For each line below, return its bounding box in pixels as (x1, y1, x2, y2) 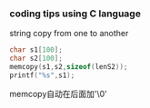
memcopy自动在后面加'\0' (9, 88, 107, 99)
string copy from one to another (9, 28, 129, 39)
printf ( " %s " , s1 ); (9, 71, 75, 80)
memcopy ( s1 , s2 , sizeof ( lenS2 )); (9, 63, 128, 72)
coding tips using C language (9, 7, 141, 20)
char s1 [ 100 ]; (9, 45, 64, 54)
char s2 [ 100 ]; (9, 54, 64, 64)
